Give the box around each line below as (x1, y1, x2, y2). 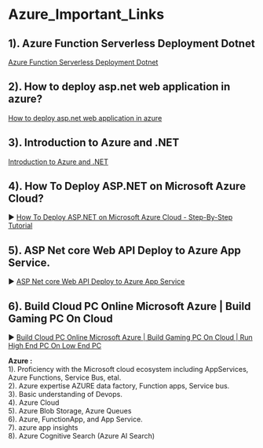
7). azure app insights (8, 423, 79, 432)
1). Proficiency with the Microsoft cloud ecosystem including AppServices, (8, 365, 249, 374)
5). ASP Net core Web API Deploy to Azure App (8, 243, 242, 257)
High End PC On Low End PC (8, 341, 102, 351)
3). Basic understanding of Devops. (8, 390, 123, 399)
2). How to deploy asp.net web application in (8, 80, 231, 93)
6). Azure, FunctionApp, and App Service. (8, 414, 143, 424)
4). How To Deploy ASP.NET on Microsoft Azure (8, 180, 246, 193)
